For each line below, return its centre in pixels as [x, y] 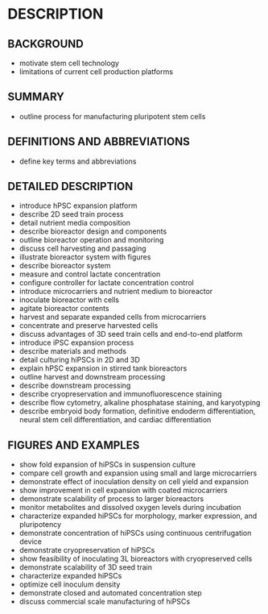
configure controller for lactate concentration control [106, 283]
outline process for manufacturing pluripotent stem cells [112, 116]
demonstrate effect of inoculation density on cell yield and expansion [134, 482]
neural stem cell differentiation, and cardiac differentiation [115, 420]
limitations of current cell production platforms [96, 72]
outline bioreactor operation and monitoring [91, 240]
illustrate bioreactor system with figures [85, 257]
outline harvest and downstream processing [92, 377]
